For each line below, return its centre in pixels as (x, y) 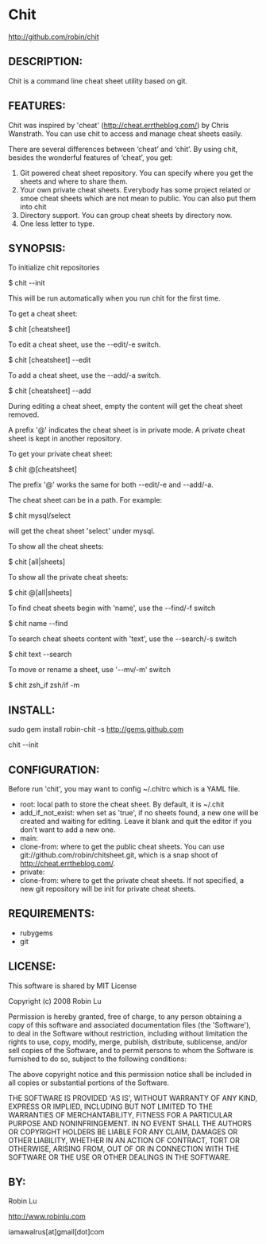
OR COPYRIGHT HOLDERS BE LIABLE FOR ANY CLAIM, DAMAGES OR (123, 1132)
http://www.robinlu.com (47, 1217)
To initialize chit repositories (54, 267)
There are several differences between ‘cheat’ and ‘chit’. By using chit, (123, 149)
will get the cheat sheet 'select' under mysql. (82, 531)
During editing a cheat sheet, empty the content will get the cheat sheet (126, 406)
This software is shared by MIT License (73, 985)
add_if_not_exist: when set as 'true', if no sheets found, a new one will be (139, 812)
